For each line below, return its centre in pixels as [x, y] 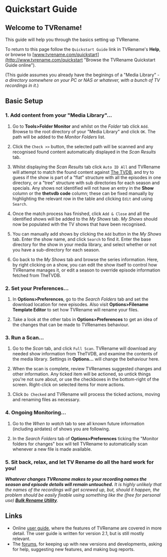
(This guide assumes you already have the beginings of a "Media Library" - [82, 75]
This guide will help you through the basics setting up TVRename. [73, 39]
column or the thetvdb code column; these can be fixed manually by [83, 193]
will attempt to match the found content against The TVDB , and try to [83, 172]
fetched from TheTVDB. [37, 275]
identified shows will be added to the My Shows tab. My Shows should [85, 219]
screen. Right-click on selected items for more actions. [69, 385]
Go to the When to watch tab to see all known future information [78, 423]
